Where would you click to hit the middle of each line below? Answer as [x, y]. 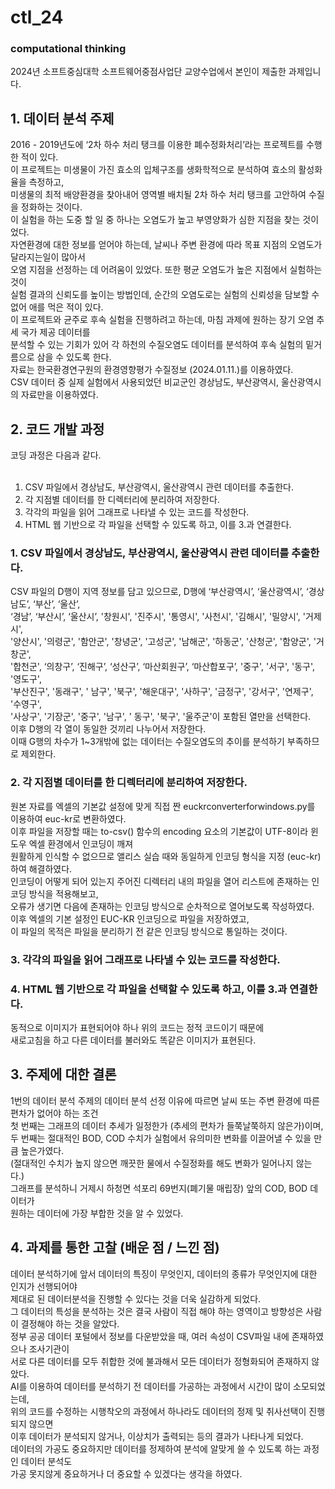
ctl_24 [37, 17]
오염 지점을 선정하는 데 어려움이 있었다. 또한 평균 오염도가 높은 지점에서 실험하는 [166, 270]
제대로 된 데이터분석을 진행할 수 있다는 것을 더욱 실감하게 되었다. [136, 1298]
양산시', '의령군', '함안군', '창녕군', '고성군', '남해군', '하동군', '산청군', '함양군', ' [165, 642]
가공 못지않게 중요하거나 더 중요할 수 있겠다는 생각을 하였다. [126, 1473]
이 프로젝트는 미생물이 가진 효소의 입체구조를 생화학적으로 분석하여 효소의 [153, 170]
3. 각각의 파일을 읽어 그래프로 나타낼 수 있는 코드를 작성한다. [145, 959]
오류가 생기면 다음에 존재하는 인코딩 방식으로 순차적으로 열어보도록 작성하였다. [162, 906]
